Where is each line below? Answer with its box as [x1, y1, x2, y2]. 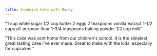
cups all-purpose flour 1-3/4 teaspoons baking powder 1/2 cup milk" [5, 25, 142, 32]
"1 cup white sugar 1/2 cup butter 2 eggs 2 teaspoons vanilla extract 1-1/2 [5, 20, 153, 26]
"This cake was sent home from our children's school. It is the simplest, [5, 35, 149, 41]
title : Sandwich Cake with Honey [5, 7, 73, 12]
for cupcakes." [5, 45, 35, 51]
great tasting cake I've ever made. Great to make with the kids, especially [5, 40, 153, 46]
